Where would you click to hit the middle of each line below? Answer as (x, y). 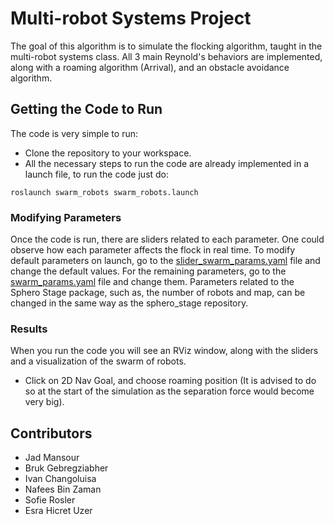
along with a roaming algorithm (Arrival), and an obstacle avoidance (150, 67)
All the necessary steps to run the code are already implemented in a (167, 163)
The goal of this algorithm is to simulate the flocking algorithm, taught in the (166, 46)
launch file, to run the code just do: (97, 174)
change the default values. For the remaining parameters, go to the (148, 271)
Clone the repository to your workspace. (108, 153)
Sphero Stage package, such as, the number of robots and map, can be (158, 293)
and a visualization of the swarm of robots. (98, 361)
